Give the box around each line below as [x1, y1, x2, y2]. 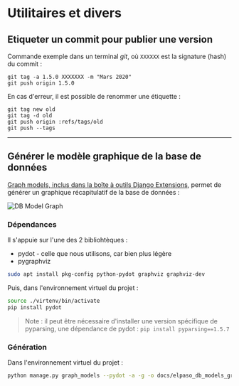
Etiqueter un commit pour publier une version [7, 33, 213, 45]
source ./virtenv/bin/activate [7, 297, 100, 304]
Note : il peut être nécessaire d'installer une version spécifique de [24, 316, 218, 325]
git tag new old [7, 106, 55, 113]
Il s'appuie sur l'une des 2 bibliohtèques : [7, 236, 128, 245]
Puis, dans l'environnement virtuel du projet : [7, 283, 139, 292]
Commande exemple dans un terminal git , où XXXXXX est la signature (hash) [7, 52, 227, 60]
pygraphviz [17, 257, 51, 266]
